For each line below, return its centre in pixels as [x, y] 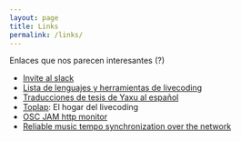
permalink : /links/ [46, 35]
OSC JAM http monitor [65, 117]
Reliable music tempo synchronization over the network [127, 126]
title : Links [34, 26]
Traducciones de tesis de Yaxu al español [100, 97]
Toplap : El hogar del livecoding [80, 107]
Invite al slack [48, 78]
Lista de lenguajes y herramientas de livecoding [112, 88]
